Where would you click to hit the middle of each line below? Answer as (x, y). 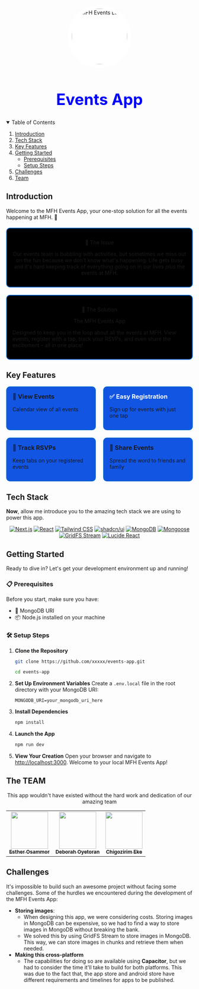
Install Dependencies (41, 712)
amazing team (99, 802)
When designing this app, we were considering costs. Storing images (108, 917)
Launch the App (35, 734)
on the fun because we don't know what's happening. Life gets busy (99, 260)
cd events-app (32, 672)
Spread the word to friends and (147, 460)
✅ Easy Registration (138, 396)
